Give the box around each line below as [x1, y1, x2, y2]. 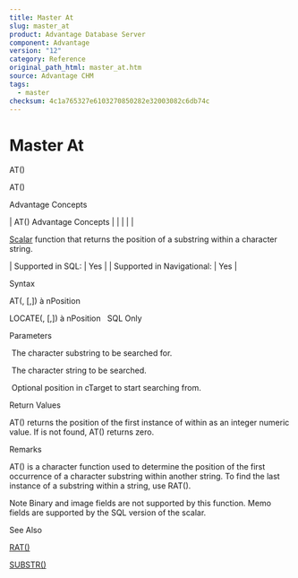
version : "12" [9, 47, 63, 56]
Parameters [9, 331, 52, 341]
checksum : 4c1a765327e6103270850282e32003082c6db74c [9, 96, 210, 106]
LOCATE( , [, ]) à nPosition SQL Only [9, 313, 142, 324]
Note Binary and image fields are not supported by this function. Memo [9, 498, 271, 509]
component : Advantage [9, 38, 90, 47]
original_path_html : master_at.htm [9, 64, 142, 73]
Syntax [9, 279, 36, 289]
